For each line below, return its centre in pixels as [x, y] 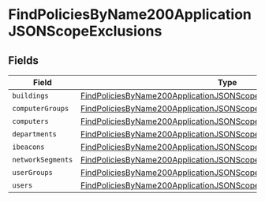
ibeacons [28, 147]
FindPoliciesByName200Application [130, 15]
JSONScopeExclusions [85, 31]
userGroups [32, 172]
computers [30, 121]
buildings [30, 96]
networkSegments [43, 160]
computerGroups [41, 108]
